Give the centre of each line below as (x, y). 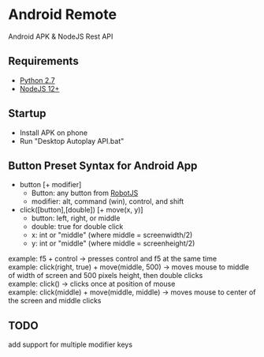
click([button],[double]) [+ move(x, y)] (81, 210)
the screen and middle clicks (55, 301)
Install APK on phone (54, 133)
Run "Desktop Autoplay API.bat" (72, 141)
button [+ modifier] (50, 185)
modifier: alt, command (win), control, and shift (108, 201)
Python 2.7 (37, 80)
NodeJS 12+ (39, 88)
